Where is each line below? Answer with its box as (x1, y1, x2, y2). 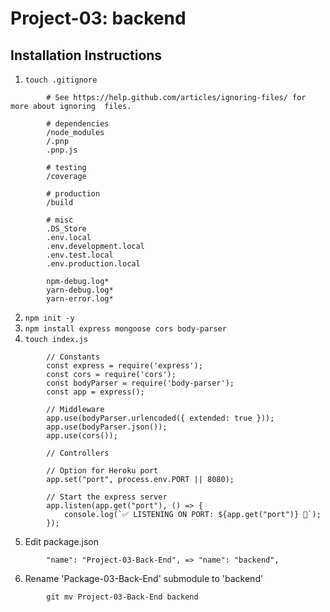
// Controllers (46, 448, 110, 458)
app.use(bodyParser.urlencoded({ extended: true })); (46, 413, 275, 423)
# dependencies (46, 119, 110, 129)
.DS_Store (46, 224, 87, 234)
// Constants (46, 352, 101, 362)
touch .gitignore (24, 75, 98, 85)
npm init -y (24, 313, 75, 323)
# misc (46, 215, 74, 225)
